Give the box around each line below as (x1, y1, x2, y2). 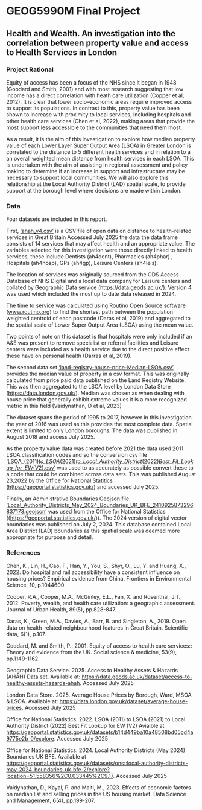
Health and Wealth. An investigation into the (6, 28, 176, 39)
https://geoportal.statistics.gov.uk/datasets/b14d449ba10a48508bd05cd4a (6, 729, 194, 736)
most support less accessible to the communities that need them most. (6, 124, 183, 131)
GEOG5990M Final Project (6, 4, 140, 18)
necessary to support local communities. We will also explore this (6, 174, 169, 181)
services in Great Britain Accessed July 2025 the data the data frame (6, 234, 178, 241)
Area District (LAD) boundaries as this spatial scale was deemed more (6, 527, 180, 535)
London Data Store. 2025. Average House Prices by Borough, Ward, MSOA (6, 691, 192, 698)
